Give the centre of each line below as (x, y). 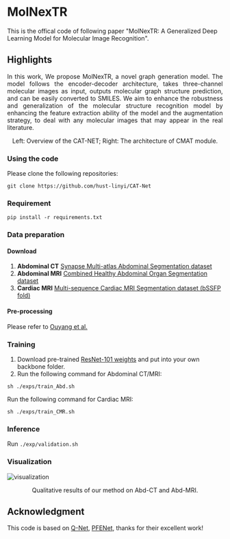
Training (21, 344)
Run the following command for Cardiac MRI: (70, 399)
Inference (24, 428)
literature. (21, 127)
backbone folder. (41, 366)
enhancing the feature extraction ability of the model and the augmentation (115, 113)
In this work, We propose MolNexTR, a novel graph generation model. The (115, 76)
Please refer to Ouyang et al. (47, 326)
